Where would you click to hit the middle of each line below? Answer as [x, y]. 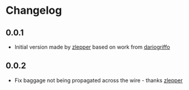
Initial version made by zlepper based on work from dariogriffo [92, 47]
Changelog [34, 10]
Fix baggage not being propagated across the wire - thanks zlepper [98, 80]
